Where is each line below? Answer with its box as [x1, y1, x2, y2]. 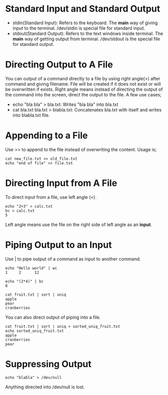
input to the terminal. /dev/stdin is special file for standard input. [12, 25, 145, 31]
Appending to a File [5, 130, 88, 141]
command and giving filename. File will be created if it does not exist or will [5, 81, 161, 87]
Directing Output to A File [5, 59, 113, 71]
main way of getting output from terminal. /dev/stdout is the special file [12, 36, 160, 42]
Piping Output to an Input [5, 239, 112, 250]
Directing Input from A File [5, 178, 117, 189]
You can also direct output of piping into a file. [5, 314, 101, 320]
